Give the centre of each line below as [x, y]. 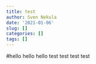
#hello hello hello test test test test [48, 56]
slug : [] [17, 28]
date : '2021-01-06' [30, 23]
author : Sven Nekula [32, 17]
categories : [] [25, 34]
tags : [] [17, 39]
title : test [21, 12]
